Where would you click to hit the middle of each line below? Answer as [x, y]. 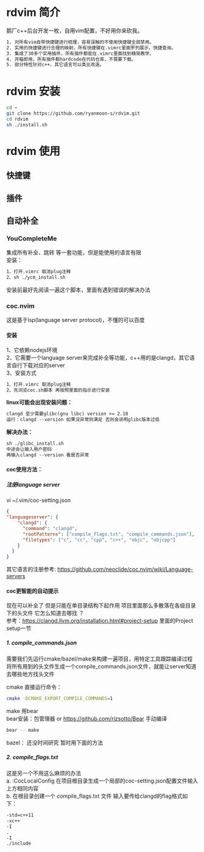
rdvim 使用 [33, 151]
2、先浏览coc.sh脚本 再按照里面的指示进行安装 [58, 390]
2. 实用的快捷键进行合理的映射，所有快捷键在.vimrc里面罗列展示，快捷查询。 [91, 48]
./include [19, 843]
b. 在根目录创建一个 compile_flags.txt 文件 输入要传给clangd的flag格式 [94, 796]
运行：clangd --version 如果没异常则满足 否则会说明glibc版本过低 [83, 420]
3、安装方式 [21, 373]
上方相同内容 [22, 789]
